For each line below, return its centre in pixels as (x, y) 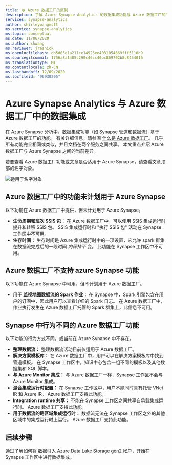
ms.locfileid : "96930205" (33, 77)
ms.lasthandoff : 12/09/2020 (35, 72)
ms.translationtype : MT (31, 62)
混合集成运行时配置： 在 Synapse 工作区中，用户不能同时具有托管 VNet (88, 388)
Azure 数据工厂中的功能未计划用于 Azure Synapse (85, 197)
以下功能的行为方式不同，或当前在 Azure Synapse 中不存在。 (70, 339)
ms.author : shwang (25, 44)
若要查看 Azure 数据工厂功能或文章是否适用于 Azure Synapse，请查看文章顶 (85, 161)
